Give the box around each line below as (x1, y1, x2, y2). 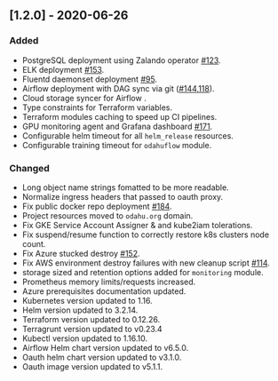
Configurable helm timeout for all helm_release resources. (21, 130, 234, 141)
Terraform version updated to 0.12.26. (21, 314, 161, 324)
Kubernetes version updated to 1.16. (21, 295, 153, 306)
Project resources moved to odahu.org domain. (21, 210, 194, 221)
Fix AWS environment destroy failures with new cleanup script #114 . (21, 258, 271, 268)
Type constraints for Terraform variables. (21, 102, 173, 113)
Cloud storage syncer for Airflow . (21, 92, 147, 103)
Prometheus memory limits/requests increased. (21, 276, 196, 287)
